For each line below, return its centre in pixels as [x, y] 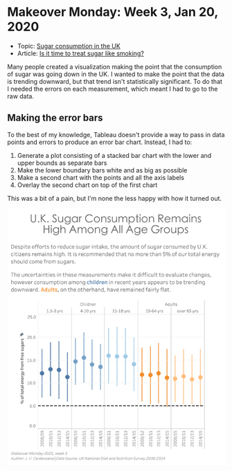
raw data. [21, 96]
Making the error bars [55, 118]
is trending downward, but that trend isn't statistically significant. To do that [115, 81]
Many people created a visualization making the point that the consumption [115, 66]
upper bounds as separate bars [62, 163]
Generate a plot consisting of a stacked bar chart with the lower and [114, 155]
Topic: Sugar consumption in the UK [69, 46]
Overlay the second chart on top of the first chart [87, 185]
